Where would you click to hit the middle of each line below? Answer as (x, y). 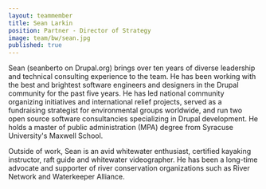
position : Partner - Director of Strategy (80, 30)
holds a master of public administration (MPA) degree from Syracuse (121, 128)
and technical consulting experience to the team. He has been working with (132, 77)
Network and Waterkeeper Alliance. (66, 177)
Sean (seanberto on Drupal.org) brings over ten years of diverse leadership (132, 68)
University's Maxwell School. (56, 136)
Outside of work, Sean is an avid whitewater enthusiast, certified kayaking (130, 152)
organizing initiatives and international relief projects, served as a (115, 102)
